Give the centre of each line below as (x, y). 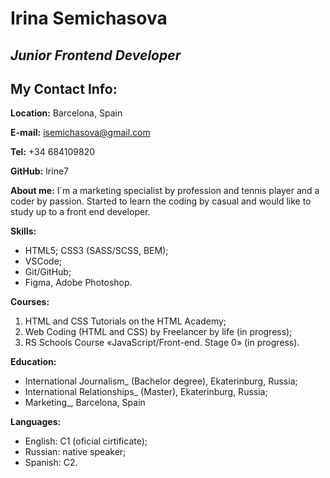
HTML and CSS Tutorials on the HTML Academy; (125, 321)
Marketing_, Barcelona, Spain (85, 403)
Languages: (36, 422)
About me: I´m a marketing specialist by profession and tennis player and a (165, 191)
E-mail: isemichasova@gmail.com (80, 133)
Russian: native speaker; (75, 452)
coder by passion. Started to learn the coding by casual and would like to (161, 201)
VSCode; (43, 261)
